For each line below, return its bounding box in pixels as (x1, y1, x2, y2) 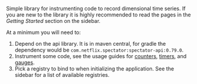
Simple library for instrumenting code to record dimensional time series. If (6, 5, 186, 12)
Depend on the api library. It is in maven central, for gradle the (14, 41, 166, 47)
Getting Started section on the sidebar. (6, 18, 101, 24)
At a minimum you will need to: (6, 29, 81, 36)
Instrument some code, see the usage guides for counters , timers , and (14, 53, 187, 59)
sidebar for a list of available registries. (14, 72, 110, 78)
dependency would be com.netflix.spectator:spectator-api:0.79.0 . (14, 46, 184, 53)
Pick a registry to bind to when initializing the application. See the (14, 65, 175, 72)
